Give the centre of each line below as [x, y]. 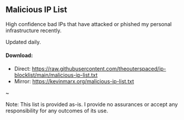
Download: [19, 55]
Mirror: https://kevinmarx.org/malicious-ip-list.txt [74, 81]
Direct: [22, 69]
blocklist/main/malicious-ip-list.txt [56, 75]
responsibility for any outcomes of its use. [57, 111]
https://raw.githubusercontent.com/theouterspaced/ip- [99, 69]
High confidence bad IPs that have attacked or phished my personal [89, 24]
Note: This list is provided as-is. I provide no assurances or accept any [92, 105]
